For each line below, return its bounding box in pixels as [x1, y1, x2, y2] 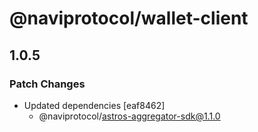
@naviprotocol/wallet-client [9, 7, 249, 30]
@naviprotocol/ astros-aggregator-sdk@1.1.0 [38, 110, 221, 122]
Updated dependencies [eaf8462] [23, 99, 166, 111]
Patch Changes [9, 77, 86, 91]
